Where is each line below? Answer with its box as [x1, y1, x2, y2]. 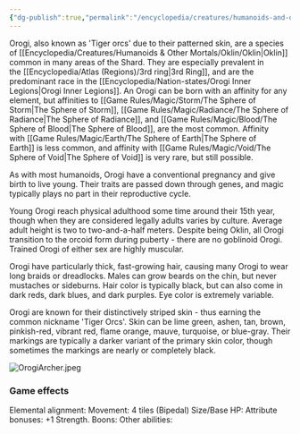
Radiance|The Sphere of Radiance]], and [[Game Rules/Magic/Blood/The [9, 114, 278, 124]
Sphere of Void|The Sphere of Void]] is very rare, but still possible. [9, 151, 254, 162]
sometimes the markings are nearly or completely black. [9, 345, 216, 355]
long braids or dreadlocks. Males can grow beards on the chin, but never [9, 270, 277, 281]
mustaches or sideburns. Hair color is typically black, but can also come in [9, 279, 284, 291]
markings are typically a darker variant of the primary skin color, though [9, 335, 273, 345]
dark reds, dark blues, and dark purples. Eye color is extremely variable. [9, 289, 274, 300]
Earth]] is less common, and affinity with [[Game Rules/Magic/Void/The [9, 142, 271, 153]
